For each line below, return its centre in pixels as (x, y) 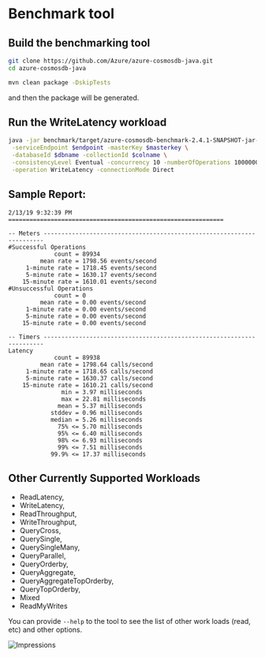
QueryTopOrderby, (50, 589)
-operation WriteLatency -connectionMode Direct (93, 170)
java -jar (24, 140)
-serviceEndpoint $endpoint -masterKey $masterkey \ (100, 148)
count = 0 (70, 295)
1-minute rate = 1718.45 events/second (91, 268)
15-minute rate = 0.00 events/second (84, 323)
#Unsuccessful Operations (50, 289)
